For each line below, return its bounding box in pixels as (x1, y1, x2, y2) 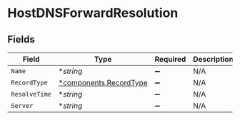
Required (154, 55, 186, 64)
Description (192, 55, 234, 64)
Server (11, 102, 34, 109)
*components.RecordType (58, 78, 148, 87)
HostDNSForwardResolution (7, 5, 179, 21)
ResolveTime (11, 90, 52, 98)
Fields (7, 33, 36, 45)
